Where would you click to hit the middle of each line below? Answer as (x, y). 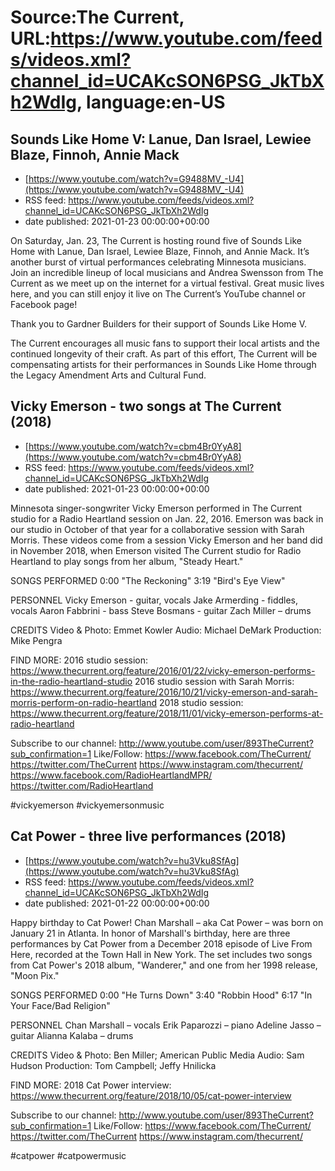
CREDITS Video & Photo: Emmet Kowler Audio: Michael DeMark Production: (166, 630)
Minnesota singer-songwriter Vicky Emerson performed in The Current (156, 508)
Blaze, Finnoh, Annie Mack (95, 154)
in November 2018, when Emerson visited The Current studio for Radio (156, 550)
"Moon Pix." (35, 975)
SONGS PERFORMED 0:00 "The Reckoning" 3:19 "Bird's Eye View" (148, 580)
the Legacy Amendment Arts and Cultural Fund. (108, 375)
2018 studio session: (201, 702)
